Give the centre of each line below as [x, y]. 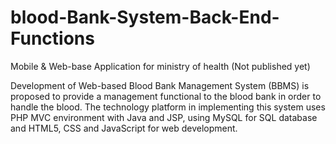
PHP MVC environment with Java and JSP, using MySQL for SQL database [164, 117]
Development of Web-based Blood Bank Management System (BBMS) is [160, 85]
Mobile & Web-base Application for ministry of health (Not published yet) [160, 66]
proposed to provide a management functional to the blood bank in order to [166, 96]
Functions [52, 38]
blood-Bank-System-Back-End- [145, 17]
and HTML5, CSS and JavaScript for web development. [124, 128]
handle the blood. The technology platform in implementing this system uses [168, 107]
